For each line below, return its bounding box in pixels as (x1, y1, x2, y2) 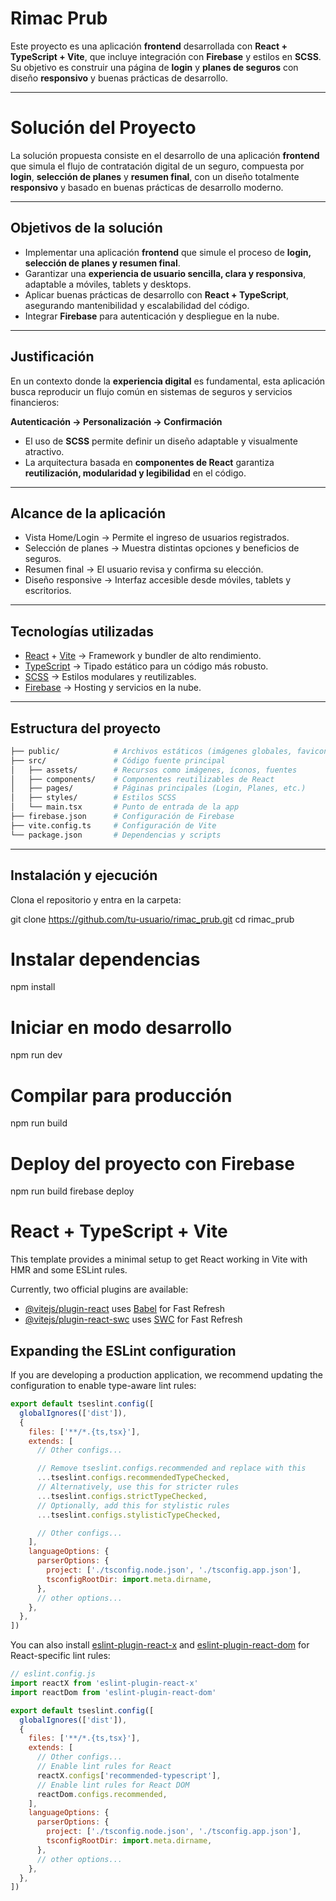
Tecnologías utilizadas (10, 623, 154, 640)
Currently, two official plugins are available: (10, 1283, 189, 1296)
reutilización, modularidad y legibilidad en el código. (24, 467, 247, 479)
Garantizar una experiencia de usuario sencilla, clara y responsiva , (24, 267, 307, 279)
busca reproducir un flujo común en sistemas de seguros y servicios (10, 385, 293, 397)
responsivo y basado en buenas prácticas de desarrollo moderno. (10, 181, 284, 193)
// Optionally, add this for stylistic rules (36, 1500, 230, 1511)
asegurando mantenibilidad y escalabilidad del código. (24, 299, 250, 311)
